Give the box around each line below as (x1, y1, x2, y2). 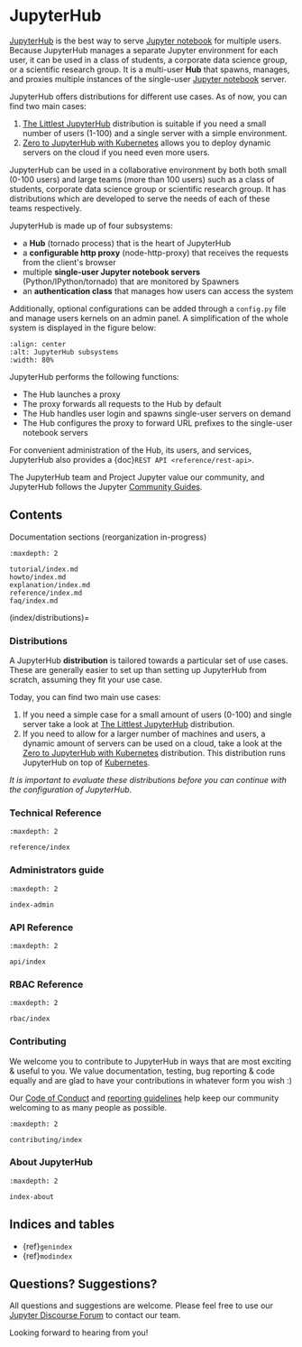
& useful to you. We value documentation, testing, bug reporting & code (9, 1066, 275, 1076)
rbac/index (9, 1014, 50, 1024)
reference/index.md (9, 588, 83, 597)
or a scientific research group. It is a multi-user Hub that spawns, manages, (9, 64, 290, 75)
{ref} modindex (22, 1250, 73, 1261)
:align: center (9, 339, 67, 348)
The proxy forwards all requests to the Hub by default (22, 398, 223, 409)
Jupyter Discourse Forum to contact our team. (9, 1310, 181, 1321)
